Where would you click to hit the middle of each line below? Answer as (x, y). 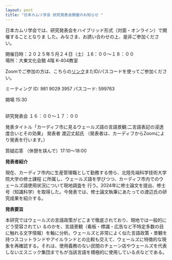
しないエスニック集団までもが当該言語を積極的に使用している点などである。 (86, 252)
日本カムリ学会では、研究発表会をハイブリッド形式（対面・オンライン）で (84, 30)
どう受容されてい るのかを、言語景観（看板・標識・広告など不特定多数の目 (85, 226)
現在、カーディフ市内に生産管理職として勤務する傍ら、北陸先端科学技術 (82, 172)
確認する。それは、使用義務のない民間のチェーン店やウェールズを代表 (93, 246)
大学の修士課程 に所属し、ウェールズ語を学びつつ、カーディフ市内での (84, 179)
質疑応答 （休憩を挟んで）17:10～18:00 (46, 151)
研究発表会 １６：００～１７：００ (42, 116)
